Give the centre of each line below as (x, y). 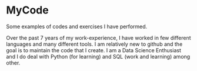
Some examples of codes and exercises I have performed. (77, 26)
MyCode (27, 10)
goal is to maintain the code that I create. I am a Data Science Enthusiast (94, 50)
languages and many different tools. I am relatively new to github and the (94, 44)
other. (13, 63)
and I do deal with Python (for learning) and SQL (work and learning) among (98, 56)
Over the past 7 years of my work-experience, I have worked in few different (98, 38)
